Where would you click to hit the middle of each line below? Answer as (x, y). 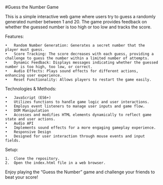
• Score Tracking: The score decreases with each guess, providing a (79, 54)
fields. (13, 140)
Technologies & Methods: (31, 89)
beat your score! (21, 177)
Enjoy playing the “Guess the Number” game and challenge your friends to (80, 172)
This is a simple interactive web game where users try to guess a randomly (81, 16)
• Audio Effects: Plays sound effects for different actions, (72, 71)
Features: (15, 36)
